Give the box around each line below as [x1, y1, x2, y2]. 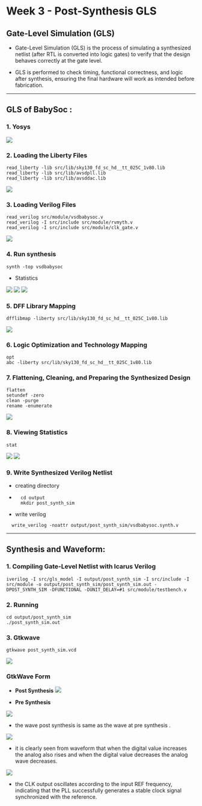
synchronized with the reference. [14, 793, 97, 800]
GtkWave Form [6, 672, 51, 681]
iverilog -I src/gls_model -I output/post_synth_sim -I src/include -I [6, 576, 189, 582]
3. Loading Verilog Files [6, 200, 76, 209]
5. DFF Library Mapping [6, 301, 76, 310]
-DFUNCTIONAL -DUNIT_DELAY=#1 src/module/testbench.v [49, 587, 187, 593]
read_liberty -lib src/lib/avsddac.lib [6, 175, 106, 181]
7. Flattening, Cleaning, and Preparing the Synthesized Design [6, 374, 191, 382]
